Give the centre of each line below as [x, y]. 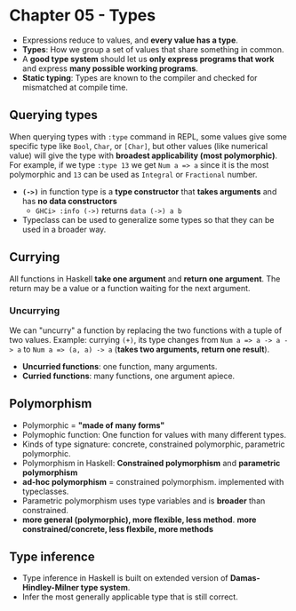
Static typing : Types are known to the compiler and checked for [140, 77]
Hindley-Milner [51, 588]
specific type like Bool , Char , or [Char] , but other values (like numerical [139, 146]
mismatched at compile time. [75, 87]
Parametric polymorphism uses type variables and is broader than [144, 500]
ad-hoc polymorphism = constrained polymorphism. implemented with [153, 481]
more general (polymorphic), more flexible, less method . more [139, 520]
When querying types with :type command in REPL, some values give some [148, 136]
